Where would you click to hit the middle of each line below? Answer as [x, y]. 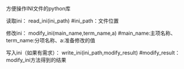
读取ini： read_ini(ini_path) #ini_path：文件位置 [63, 21]
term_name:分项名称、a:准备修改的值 [51, 40]
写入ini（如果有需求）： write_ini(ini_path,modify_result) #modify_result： [93, 53]
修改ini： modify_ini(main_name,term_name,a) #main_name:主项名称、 [91, 33]
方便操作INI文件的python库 [38, 8]
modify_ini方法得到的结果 [36, 60]
